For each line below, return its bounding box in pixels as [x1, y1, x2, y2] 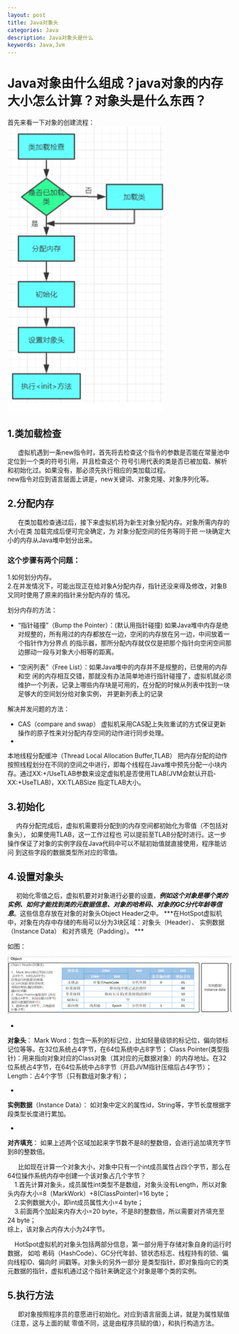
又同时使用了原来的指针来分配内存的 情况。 [7, 590, 134, 599]
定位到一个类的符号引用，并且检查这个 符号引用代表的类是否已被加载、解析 [7, 457, 228, 465]
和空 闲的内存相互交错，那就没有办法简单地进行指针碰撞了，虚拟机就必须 [17, 671, 232, 680]
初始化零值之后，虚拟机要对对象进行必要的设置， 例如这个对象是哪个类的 [16, 891, 228, 899]
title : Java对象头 [7, 19, 59, 26]
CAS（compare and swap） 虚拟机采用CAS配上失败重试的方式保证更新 [17, 720, 226, 728]
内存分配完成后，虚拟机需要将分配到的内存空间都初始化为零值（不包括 [16, 821, 222, 829]
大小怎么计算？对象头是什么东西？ [7, 93, 208, 110]
